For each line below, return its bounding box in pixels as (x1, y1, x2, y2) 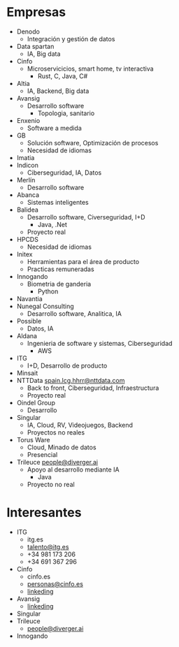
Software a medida (27, 124, 82, 132)
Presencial (27, 450, 58, 458)
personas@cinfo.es (27, 579, 83, 588)
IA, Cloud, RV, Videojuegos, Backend (27, 421, 134, 429)
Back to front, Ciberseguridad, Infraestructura (27, 384, 159, 392)
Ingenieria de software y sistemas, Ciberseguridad (27, 339, 173, 347)
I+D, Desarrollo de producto (27, 361, 108, 370)
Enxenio (16, 116, 41, 124)
